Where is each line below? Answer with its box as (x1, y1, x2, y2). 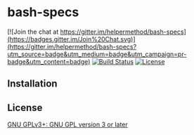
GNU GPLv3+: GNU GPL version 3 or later (7, 120, 128, 129)
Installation (7, 78, 58, 90)
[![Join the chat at (7, 27, 59, 36)
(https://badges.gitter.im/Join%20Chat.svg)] (7, 34, 136, 43)
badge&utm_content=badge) (7, 57, 91, 65)
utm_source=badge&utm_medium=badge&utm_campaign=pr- (7, 50, 187, 58)
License (7, 101, 43, 113)
